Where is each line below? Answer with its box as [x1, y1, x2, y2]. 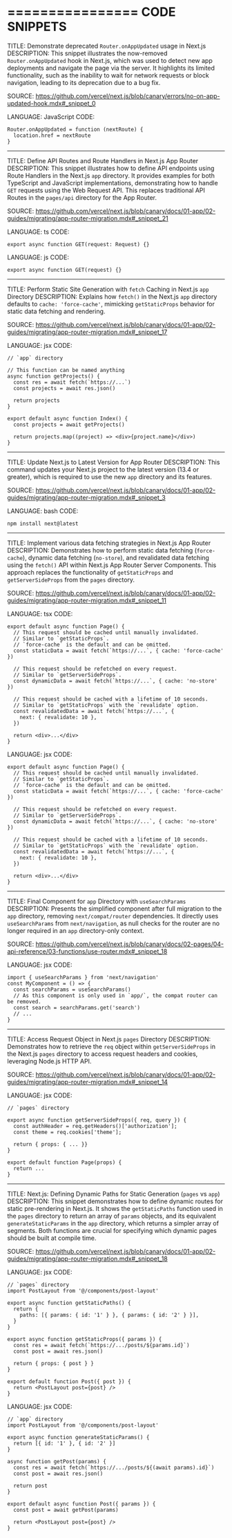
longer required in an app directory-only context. [7, 926, 144, 934]
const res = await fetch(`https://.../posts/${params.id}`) [13, 1342, 190, 1349]
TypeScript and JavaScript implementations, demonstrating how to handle [7, 178, 219, 187]
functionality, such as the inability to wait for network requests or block [7, 71, 209, 80]
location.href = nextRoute [13, 132, 91, 139]
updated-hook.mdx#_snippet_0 [7, 99, 96, 107]
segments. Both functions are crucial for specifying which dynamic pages [7, 1226, 217, 1234]
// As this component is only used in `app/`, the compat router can [13, 992, 217, 999]
